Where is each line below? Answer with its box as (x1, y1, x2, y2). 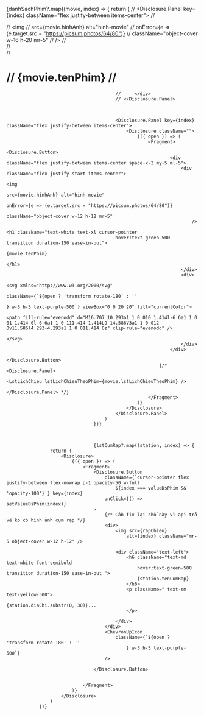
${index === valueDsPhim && (115, 485, 187, 491)
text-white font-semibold (6, 560, 72, 566)
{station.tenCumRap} (136, 576, 189, 582)
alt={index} (126, 533, 157, 539)
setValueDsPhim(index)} (6, 501, 67, 507)
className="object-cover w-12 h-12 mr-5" (6, 213, 113, 219)
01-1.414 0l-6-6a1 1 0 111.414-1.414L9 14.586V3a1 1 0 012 (6, 320, 160, 326)
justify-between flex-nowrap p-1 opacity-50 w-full (6, 479, 140, 486)
